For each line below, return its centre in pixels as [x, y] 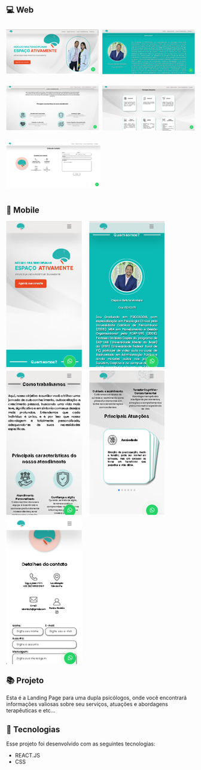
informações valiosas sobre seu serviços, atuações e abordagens [87, 704]
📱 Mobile [23, 210]
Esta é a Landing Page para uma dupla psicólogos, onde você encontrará [97, 698]
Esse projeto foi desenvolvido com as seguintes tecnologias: [81, 744]
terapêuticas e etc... [31, 711]
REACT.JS [28, 756]
